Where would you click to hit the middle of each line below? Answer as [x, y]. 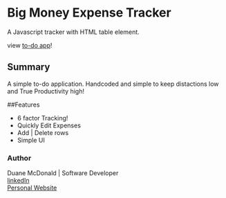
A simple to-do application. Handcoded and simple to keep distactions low [113, 84]
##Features [23, 105]
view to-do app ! [30, 45]
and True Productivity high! [46, 91]
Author [19, 158]
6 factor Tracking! [43, 118]
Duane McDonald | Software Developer [63, 173]
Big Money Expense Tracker [89, 13]
